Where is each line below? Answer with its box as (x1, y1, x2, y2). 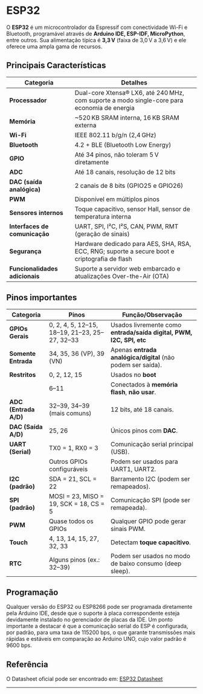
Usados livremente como (111, 321, 182, 329)
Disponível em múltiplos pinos (74, 194, 160, 203)
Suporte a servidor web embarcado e (74, 264, 181, 272)
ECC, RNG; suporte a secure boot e (74, 247, 175, 255)
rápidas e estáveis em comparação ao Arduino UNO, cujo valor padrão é (6, 635, 187, 643)
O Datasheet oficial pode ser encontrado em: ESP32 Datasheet (6, 675, 163, 683)
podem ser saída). (111, 361, 162, 369)
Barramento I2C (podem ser (111, 475, 190, 483)
